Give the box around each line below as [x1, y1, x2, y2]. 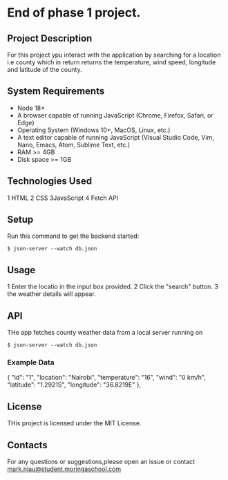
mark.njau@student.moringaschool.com [7, 465, 122, 473]
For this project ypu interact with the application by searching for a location [7, 50, 221, 59]
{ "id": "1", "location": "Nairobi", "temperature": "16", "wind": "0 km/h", [7, 373, 206, 382]
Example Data [7, 358, 55, 367]
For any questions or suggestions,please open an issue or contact [7, 457, 196, 465]
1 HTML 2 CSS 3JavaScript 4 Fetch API [7, 194, 119, 202]
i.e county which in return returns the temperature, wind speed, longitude [7, 58, 216, 66]
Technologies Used [7, 175, 92, 187]
